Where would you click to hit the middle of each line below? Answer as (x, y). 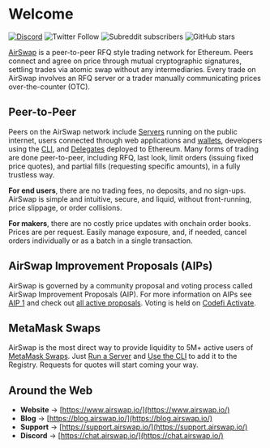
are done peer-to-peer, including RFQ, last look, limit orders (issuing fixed (131, 157)
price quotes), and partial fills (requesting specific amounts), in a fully (124, 166)
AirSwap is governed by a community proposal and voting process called (131, 285)
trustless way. (32, 174)
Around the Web (51, 390)
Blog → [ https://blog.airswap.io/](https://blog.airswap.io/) (116, 419)
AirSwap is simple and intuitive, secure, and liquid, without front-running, (130, 198)
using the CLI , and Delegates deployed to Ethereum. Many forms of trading (134, 149)
